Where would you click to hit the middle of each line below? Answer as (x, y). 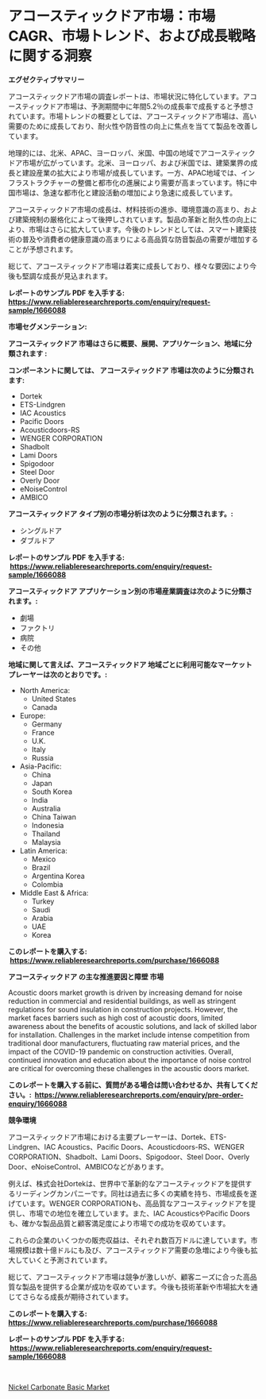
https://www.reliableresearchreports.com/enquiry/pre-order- (139, 1095)
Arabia (42, 918)
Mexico (44, 859)
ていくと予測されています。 (67, 1260)
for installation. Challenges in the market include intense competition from (129, 1035)
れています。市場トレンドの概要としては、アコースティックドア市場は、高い (132, 116)
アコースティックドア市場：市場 (112, 16)
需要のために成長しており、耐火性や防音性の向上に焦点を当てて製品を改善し (133, 126)
